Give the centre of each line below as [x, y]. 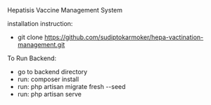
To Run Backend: [32, 58]
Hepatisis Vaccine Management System [65, 10]
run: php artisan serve [50, 94]
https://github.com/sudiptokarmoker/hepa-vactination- [124, 37]
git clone [30, 37]
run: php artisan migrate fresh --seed [71, 86]
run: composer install [48, 79]
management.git [41, 44]
